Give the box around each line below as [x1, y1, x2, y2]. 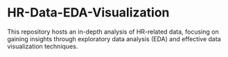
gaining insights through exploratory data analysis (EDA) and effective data [7, 34, 221, 43]
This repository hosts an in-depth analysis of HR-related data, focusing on [7, 27, 220, 36]
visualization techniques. [7, 42, 78, 50]
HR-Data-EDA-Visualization [7, 5, 170, 21]
